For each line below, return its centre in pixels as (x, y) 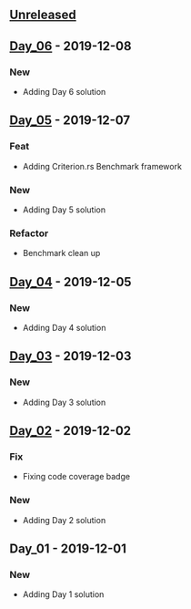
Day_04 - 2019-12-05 (70, 282)
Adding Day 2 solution (64, 520)
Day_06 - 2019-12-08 (70, 46)
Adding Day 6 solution (64, 92)
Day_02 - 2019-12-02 (70, 431)
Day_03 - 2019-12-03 (70, 356)
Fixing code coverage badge (76, 477)
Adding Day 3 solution (64, 402)
